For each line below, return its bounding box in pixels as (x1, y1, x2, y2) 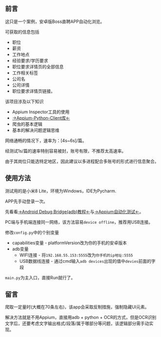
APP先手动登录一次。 (5, 198, 48, 204)
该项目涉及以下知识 (5, 98, 44, 104)
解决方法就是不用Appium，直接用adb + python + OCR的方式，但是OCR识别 (5, 315, 157, 320)
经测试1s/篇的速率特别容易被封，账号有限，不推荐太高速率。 (5, 148, 126, 154)
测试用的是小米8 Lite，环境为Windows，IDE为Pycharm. (5, 188, 117, 194)
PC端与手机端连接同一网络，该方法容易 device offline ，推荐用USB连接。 (5, 219, 153, 225)
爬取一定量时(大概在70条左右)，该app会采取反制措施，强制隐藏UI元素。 (5, 304, 149, 310)
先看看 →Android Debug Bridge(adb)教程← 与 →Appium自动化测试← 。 (5, 209, 144, 214)
